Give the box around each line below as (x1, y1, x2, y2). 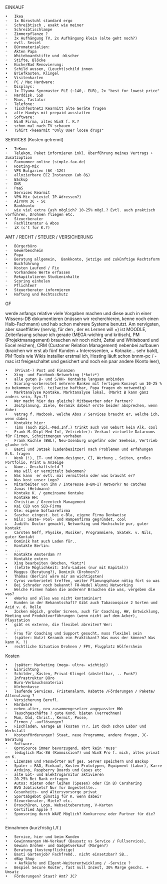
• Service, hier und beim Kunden (5, 834, 79, 839)
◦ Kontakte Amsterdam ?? (5, 552, 61, 557)
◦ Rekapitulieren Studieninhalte (5, 274, 79, 279)
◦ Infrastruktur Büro (5, 676, 55, 681)
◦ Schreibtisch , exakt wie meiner (5, 23, 84, 28)
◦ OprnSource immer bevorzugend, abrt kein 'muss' (5, 746, 117, 751)
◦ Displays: (5, 84, 35, 89)
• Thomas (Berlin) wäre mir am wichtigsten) (5, 574, 104, 579)
